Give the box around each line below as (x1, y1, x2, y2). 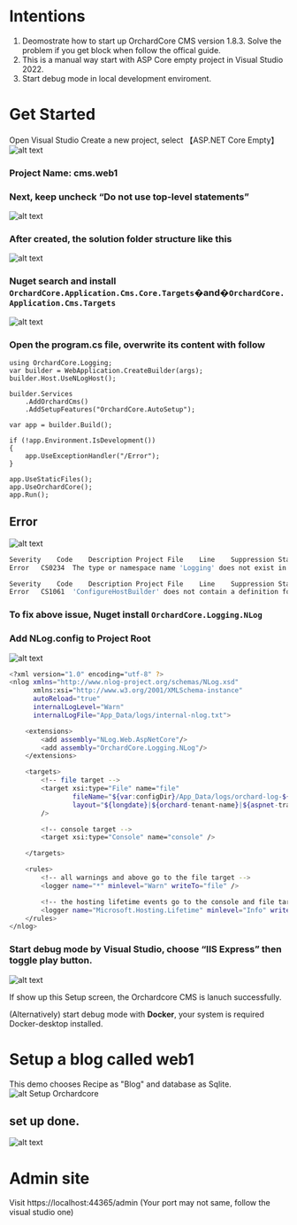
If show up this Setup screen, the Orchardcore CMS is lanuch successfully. (9, 991, 282, 1003)
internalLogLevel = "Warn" (32, 703, 125, 712)
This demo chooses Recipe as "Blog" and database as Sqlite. (9, 1079, 232, 1089)
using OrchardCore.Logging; (9, 358, 113, 367)
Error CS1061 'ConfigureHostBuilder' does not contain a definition (9, 588, 278, 597)
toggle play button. (9, 955, 93, 967)
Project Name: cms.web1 (9, 167, 118, 179)
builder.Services (9, 389, 73, 398)
